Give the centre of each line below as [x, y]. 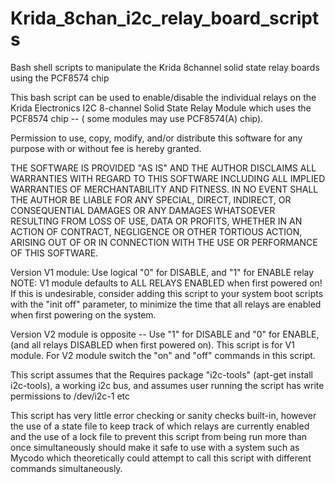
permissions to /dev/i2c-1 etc [70, 396]
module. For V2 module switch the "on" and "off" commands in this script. [163, 355]
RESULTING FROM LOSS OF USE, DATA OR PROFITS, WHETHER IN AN [156, 221]
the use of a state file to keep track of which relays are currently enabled [160, 426]
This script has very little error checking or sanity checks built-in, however [163, 415]
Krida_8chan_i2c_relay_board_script [165, 18]
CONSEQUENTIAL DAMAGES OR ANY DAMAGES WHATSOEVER [143, 210]
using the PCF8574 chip [60, 78]
